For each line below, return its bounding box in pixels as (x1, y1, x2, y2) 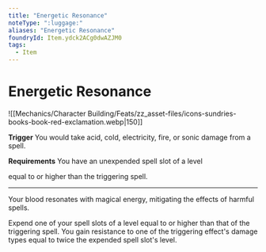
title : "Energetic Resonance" (8, 11, 108, 20)
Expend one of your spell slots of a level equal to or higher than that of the (8, 218, 250, 227)
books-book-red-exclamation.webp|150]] (8, 116, 143, 127)
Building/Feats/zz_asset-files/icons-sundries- (87, 109, 237, 118)
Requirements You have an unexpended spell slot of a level (8, 156, 203, 166)
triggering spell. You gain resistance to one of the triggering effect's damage (8, 227, 258, 236)
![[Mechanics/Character (8, 109, 86, 118)
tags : (8, 41, 26, 49)
